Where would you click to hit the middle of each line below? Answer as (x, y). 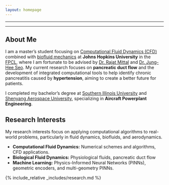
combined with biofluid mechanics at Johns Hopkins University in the (78, 57)
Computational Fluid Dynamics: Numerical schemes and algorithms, (84, 147)
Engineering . (19, 104)
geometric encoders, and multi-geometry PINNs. (63, 168)
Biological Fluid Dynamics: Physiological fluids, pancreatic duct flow (84, 157)
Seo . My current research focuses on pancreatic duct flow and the (84, 68)
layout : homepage (23, 10)
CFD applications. (31, 152)
